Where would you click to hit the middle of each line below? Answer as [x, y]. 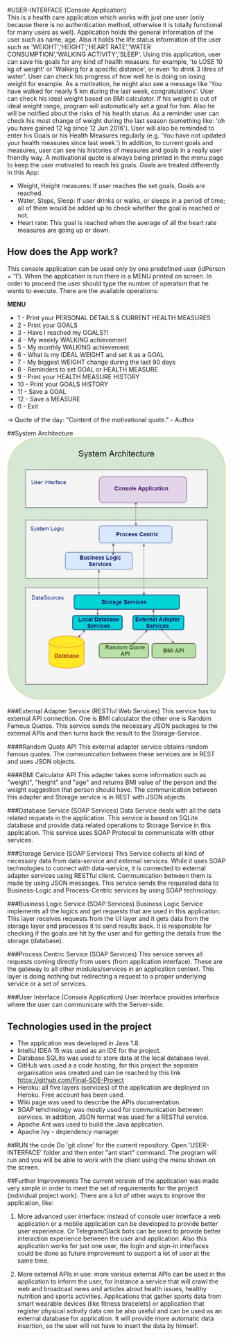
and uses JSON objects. [42, 762]
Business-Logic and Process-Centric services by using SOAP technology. [113, 890]
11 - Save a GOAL [42, 391]
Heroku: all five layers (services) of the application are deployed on [113, 1088]
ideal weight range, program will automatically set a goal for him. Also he [111, 106]
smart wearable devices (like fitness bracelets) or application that [111, 1304]
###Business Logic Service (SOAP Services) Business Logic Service [105, 904]
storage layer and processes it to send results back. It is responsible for [109, 926]
